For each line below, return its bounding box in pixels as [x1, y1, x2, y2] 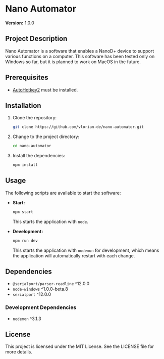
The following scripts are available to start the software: [5, 190, 121, 196]
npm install [12, 162, 38, 167]
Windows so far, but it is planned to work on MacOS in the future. [5, 59, 141, 65]
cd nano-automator [12, 144, 51, 149]
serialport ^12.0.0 [12, 291, 51, 297]
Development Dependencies [5, 304, 77, 311]
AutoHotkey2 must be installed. [12, 86, 78, 93]
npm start [12, 209, 34, 214]
